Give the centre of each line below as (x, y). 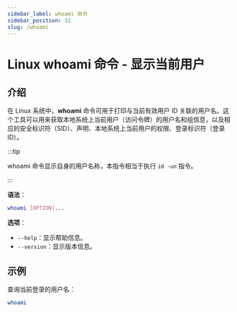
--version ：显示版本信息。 (57, 247)
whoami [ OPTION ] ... (36, 208)
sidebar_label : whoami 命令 (48, 14)
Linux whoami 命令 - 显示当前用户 (106, 64)
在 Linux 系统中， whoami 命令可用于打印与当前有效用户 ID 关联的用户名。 (115, 111)
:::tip (14, 151)
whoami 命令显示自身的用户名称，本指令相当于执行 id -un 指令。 (102, 166)
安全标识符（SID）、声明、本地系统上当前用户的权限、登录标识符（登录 (122, 129)
